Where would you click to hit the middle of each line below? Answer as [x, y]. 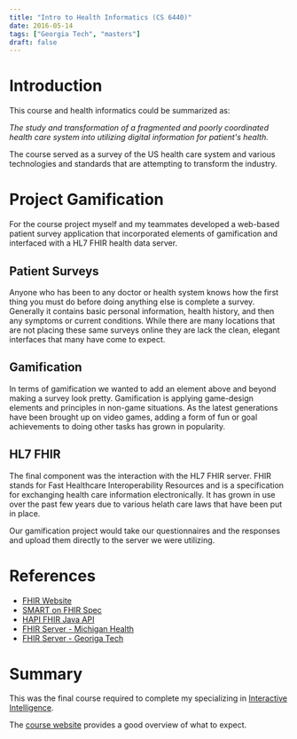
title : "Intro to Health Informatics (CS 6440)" [101, 17]
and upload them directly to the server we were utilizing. [112, 540]
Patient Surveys [54, 271]
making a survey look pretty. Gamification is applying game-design [132, 398]
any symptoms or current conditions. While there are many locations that [142, 320]
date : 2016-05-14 [41, 26]
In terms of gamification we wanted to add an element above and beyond [143, 389]
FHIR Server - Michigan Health [78, 629]
